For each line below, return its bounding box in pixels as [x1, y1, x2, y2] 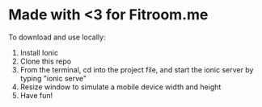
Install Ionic [19, 47, 59, 57]
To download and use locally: [8, 32, 106, 42]
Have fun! [19, 90, 53, 100]
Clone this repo [19, 56, 71, 66]
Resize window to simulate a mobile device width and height [19, 82, 222, 92]
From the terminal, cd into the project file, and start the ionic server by [19, 64, 254, 74]
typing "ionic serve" [19, 73, 87, 83]
